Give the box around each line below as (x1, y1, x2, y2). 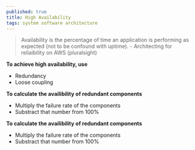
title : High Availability (6, 14, 71, 20)
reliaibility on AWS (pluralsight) (20, 49, 97, 56)
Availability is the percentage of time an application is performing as (20, 37, 189, 44)
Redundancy (14, 73, 47, 80)
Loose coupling (14, 79, 53, 86)
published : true (6, 8, 47, 15)
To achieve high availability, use (6, 61, 88, 68)
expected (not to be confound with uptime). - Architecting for (20, 43, 173, 50)
